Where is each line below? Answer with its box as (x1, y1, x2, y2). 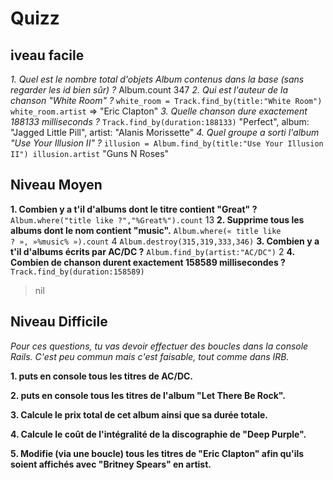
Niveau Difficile (10, 313, 108, 331)
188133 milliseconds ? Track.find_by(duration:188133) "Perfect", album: (10, 116, 310, 127)
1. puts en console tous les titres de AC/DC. (10, 370, 194, 382)
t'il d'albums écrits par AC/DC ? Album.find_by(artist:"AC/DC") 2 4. (10, 245, 295, 257)
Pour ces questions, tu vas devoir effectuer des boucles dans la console (10, 340, 309, 352)
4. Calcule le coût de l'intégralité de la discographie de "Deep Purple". (10, 428, 307, 440)
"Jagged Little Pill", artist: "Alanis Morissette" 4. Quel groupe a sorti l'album (10, 127, 320, 138)
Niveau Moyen (10, 177, 103, 194)
